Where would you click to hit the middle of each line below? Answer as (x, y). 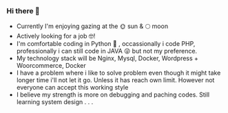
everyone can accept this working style (72, 88)
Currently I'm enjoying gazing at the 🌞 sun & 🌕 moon (92, 26)
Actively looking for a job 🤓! (56, 36)
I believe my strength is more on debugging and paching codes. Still (113, 95)
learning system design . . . (55, 102)
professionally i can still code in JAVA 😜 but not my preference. (107, 51)
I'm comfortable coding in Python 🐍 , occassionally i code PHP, (106, 44)
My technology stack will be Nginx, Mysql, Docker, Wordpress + (107, 58)
